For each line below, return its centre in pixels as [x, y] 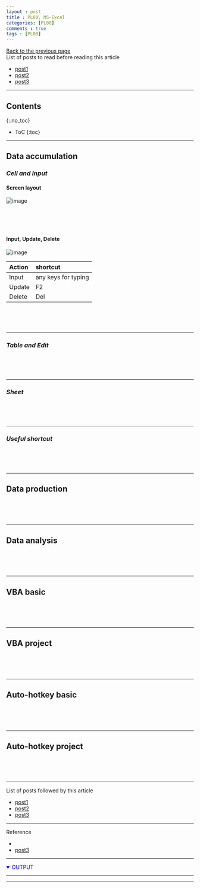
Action [19, 267]
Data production [37, 489]
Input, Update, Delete [33, 239]
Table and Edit [27, 345]
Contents [24, 106]
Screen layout [24, 187]
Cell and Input [27, 173]
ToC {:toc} [27, 132]
